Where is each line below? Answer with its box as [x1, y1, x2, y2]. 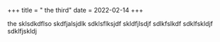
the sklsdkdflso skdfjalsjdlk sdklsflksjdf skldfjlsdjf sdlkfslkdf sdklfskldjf [7, 20, 214, 27]
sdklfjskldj [7, 27, 38, 35]
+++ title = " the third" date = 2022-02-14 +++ [7, 6, 144, 14]
